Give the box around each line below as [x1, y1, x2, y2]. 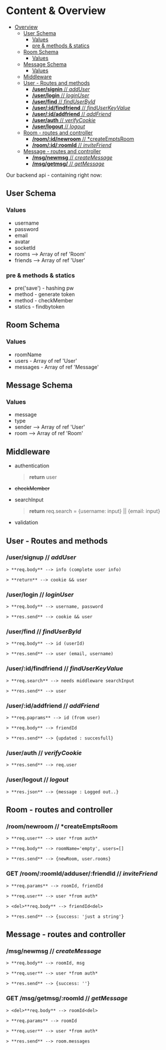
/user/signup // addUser [6, 553, 77, 562]
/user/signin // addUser [32, 85, 90, 92]
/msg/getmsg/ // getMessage [32, 160, 105, 167]
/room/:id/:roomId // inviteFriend [32, 142, 112, 149]
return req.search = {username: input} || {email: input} [29, 508, 161, 515]
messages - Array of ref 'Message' [14, 363, 99, 370]
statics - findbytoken [14, 303, 65, 310]
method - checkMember [14, 297, 74, 304]
